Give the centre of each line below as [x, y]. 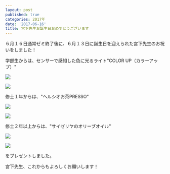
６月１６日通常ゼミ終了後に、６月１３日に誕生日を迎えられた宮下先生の [80, 44]
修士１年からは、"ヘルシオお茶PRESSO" [47, 97]
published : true [22, 15]
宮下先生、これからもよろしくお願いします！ [52, 166]
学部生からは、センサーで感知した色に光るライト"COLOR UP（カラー [77, 61]
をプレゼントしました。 [30, 156]
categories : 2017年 [25, 19]
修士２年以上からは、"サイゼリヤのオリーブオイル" [58, 126]
